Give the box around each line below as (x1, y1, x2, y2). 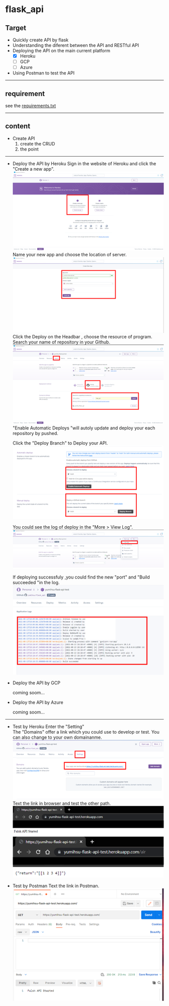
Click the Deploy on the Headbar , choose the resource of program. (12, 334, 152, 340)
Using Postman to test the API (12, 70, 74, 76)
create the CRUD (20, 140, 55, 147)
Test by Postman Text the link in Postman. (12, 883, 100, 889)
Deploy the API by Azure (12, 699, 64, 705)
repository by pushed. (12, 430, 59, 437)
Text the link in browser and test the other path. (12, 800, 111, 806)
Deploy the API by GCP (12, 680, 60, 686)
